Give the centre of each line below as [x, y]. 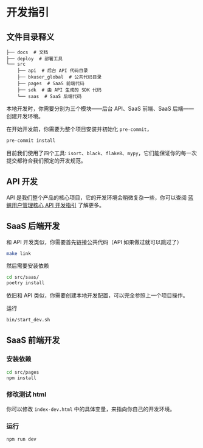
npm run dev [21, 439]
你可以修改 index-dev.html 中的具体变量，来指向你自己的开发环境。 [91, 409]
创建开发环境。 [25, 116]
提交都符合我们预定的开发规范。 [46, 160]
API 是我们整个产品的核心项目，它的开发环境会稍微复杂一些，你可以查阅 [97, 197]
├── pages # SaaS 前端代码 [51, 83]
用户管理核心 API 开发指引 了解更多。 [58, 205]
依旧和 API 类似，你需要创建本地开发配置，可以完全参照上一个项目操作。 [97, 295]
